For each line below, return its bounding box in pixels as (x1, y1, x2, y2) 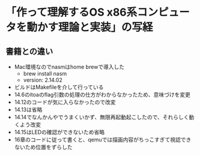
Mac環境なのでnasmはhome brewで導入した (14, 64, 125, 70)
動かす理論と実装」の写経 (26, 20, 154, 34)
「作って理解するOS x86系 (5, 5, 138, 19)
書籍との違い (5, 46, 53, 56)
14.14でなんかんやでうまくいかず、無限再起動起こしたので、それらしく (14, 113, 190, 121)
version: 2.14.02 (23, 76, 62, 83)
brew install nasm (23, 70, 67, 77)
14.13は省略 (14, 106, 43, 113)
